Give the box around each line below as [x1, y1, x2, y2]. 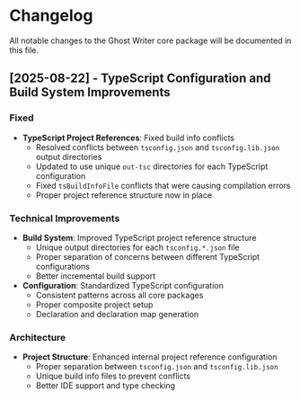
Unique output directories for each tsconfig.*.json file [35, 242, 240, 253]
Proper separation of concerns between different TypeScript [35, 251, 260, 262]
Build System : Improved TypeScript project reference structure [22, 232, 258, 243]
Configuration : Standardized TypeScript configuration [22, 280, 225, 290]
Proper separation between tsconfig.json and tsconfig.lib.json [35, 361, 278, 372]
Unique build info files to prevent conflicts [35, 370, 191, 382]
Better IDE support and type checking [35, 380, 176, 391]
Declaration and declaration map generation [35, 308, 199, 319]
